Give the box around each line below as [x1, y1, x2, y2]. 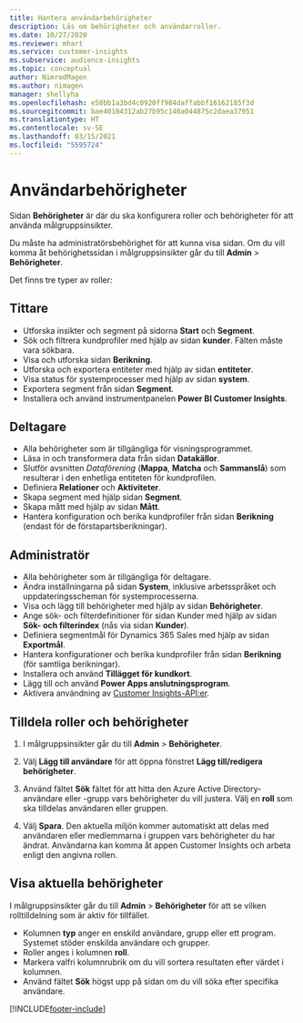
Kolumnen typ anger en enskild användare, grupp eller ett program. [22, 927, 276, 938]
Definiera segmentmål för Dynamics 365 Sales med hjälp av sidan [22, 630, 270, 641]
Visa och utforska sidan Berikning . [22, 354, 153, 365]
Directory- [222, 783, 262, 794]
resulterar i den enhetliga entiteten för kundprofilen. [22, 472, 217, 483]
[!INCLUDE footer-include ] [9, 1003, 106, 1014]
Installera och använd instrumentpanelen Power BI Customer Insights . [22, 393, 288, 404]
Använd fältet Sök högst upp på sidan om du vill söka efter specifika [22, 976, 279, 987]
